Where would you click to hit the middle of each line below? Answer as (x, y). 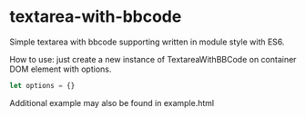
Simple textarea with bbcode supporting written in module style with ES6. (147, 42)
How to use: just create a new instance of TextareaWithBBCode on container (153, 59)
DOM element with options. (61, 69)
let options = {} (42, 85)
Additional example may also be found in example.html (112, 102)
